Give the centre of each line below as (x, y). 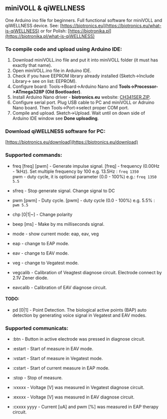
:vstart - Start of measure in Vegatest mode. (58, 359)
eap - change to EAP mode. (41, 243)
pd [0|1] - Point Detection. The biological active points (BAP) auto (80, 310)
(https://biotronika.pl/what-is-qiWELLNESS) (50, 36)
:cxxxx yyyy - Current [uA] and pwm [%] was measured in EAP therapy (85, 407)
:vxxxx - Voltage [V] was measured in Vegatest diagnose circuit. (78, 388)
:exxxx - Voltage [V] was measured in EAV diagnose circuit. (73, 397)
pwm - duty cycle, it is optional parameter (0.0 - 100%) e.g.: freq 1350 (84, 176)
